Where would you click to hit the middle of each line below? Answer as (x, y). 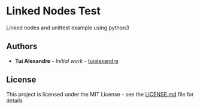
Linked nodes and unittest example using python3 (68, 28)
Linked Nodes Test (53, 11)
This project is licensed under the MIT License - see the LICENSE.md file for (100, 94)
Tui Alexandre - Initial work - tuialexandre (66, 60)
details (14, 101)
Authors (22, 46)
